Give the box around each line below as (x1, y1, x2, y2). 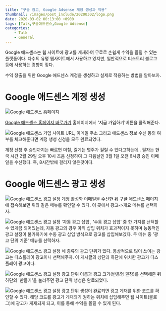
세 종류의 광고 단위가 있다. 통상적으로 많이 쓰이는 (61, 248, 156, 254)
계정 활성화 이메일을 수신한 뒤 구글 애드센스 (61, 196, 145, 202)
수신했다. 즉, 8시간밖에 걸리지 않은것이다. (14, 159, 94, 165)
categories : (5, 26, 30, 31)
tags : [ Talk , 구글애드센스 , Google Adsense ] (5, 21, 88, 26)
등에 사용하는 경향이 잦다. (5, 62, 55, 68)
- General (14, 35, 35, 40)
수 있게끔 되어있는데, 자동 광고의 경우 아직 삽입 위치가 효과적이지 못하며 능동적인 (5, 225, 160, 231)
